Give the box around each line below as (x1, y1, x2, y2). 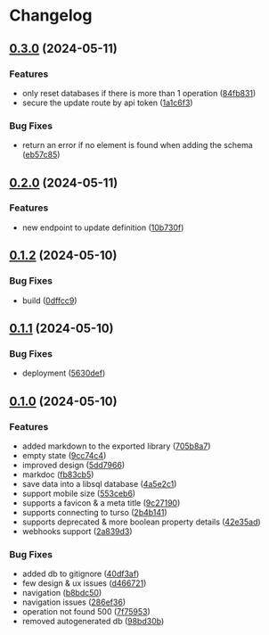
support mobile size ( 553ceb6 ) (21, 488, 136, 499)
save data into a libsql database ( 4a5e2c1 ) (21, 478, 177, 489)
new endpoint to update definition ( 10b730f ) (21, 222, 184, 233)
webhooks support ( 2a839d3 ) (21, 525, 133, 536)
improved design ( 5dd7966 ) (21, 459, 126, 470)
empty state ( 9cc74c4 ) (21, 449, 107, 460)
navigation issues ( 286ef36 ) (21, 597, 126, 607)
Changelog (9, 5, 93, 26)
